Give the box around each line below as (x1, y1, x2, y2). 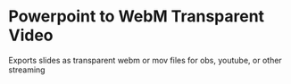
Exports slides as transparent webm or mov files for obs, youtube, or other (8, 55, 282, 65)
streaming (8, 64, 46, 75)
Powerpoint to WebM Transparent (8, 6, 265, 27)
